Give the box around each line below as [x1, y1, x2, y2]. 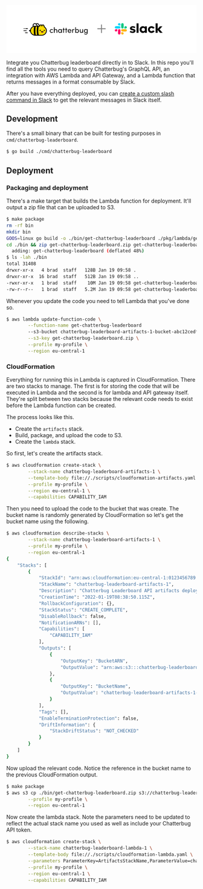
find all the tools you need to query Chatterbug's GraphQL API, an [6, 65, 170, 73]
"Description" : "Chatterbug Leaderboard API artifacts [38, 588, 180, 594]
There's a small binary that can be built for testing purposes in [6, 129, 161, 137]
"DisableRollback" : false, [38, 613, 107, 619]
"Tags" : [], [38, 709, 69, 715]
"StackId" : [38, 575, 66, 581]
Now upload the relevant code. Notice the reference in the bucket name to [6, 764, 192, 772]
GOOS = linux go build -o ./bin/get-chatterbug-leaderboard [6, 235, 155, 241]
